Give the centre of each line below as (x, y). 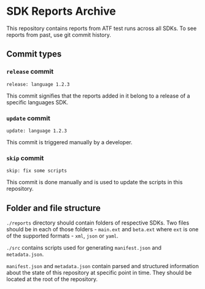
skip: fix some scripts (37, 171)
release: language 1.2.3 (38, 84)
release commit (30, 72)
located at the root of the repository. (52, 279)
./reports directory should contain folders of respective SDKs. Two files (98, 223)
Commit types (34, 54)
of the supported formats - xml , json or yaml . (62, 236)
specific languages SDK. (37, 102)
